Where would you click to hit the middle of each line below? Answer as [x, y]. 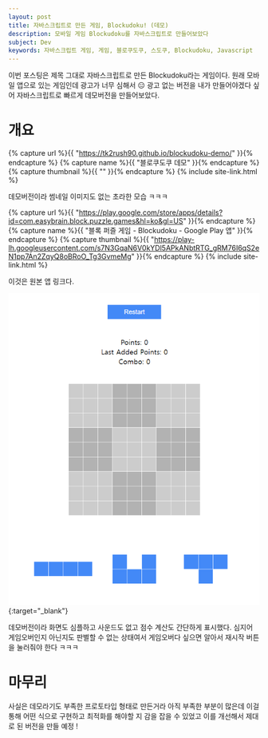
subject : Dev [30, 42]
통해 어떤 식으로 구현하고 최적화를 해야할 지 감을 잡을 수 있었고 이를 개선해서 [126, 716]
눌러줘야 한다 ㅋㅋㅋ [47, 648]
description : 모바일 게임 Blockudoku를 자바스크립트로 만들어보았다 [108, 34]
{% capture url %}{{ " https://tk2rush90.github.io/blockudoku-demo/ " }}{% [131, 153]
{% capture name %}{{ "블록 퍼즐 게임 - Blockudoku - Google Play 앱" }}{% [131, 231]
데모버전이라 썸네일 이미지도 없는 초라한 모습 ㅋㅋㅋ [88, 196]
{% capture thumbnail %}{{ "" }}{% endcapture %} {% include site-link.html [133, 172]
